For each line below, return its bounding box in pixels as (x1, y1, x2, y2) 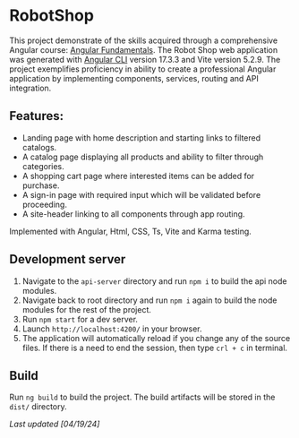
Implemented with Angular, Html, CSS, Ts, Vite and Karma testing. (9, 226, 252, 236)
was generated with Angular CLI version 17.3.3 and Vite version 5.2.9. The (9, 54, 281, 64)
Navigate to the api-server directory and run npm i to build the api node (21, 275, 287, 287)
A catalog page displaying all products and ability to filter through (21, 151, 264, 162)
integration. (9, 82, 52, 93)
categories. (21, 160, 64, 171)
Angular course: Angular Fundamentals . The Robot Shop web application (9, 44, 278, 55)
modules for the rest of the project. (21, 304, 152, 314)
